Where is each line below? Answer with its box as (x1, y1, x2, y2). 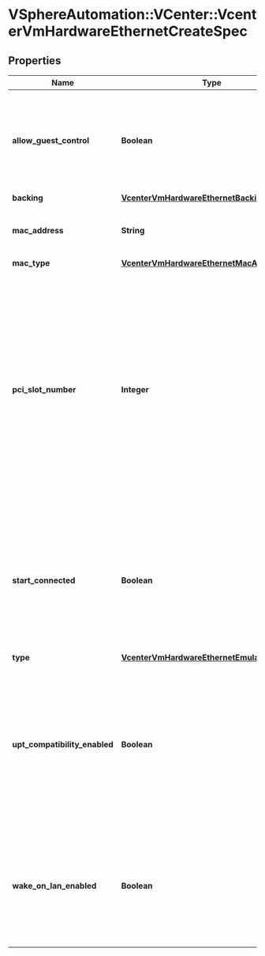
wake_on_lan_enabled (12, 880, 97, 891)
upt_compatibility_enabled (12, 739, 114, 750)
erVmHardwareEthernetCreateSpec (8, 22, 248, 40)
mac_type (12, 258, 50, 268)
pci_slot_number (12, 384, 77, 395)
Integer (121, 384, 150, 395)
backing (12, 192, 43, 203)
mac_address (12, 225, 64, 236)
